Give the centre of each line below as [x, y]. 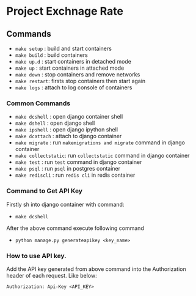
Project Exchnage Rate [65, 11]
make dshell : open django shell [55, 123]
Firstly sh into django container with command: [65, 204]
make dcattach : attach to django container [68, 136]
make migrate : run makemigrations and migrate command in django [100, 142]
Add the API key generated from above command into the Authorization [96, 269]
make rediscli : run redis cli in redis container [75, 175]
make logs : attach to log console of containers [74, 87]
